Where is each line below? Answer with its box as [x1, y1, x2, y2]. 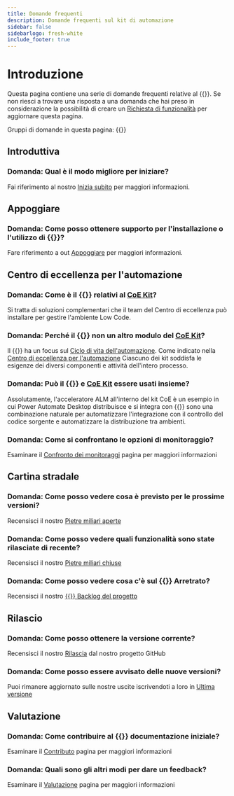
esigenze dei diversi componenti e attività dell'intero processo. [7, 361, 188, 370]
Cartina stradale [7, 470, 79, 483]
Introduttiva [7, 146, 60, 158]
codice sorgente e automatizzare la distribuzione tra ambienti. [7, 417, 186, 426]
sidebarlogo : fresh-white [7, 29, 83, 37]
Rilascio [7, 612, 43, 624]
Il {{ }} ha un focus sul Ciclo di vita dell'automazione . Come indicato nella [7, 347, 216, 355]
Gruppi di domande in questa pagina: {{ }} [7, 125, 127, 134]
